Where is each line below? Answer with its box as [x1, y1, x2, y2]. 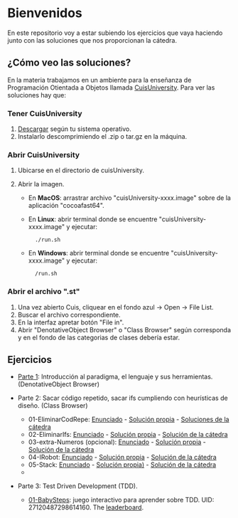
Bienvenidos [7, 5, 83, 21]
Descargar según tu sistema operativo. [17, 125, 131, 133]
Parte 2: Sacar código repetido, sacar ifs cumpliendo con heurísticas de [17, 393, 229, 403]
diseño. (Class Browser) [17, 401, 88, 410]
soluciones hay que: [7, 90, 66, 99]
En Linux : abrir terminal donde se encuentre [28, 215, 158, 223]
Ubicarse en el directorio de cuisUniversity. [17, 166, 144, 175]
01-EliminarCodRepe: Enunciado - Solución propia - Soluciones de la [28, 415, 229, 424]
